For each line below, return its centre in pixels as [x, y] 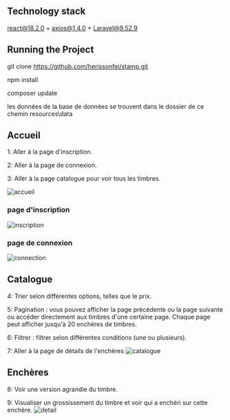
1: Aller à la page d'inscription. [50, 152]
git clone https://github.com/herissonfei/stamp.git [77, 66]
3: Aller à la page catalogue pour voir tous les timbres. [84, 179]
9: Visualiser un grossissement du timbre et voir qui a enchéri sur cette [107, 402]
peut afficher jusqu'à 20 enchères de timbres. [72, 324]
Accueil [24, 136]
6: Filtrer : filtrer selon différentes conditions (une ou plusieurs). [97, 337]
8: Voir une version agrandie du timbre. [63, 389]
